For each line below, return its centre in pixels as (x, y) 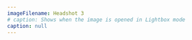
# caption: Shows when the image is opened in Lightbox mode (96, 20)
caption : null (27, 26)
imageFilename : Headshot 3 (46, 13)
